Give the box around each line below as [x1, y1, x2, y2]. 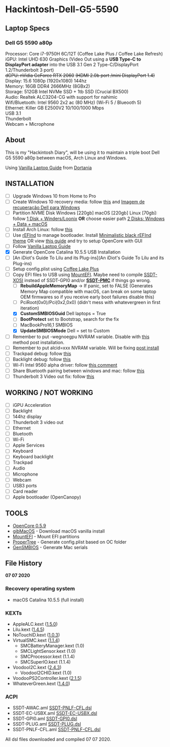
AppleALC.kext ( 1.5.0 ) [12, 621, 58, 627]
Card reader [12, 488, 38, 494]
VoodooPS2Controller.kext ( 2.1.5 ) [12, 675, 82, 681]
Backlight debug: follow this [12, 356, 71, 362]
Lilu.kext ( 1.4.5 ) [12, 626, 45, 632]
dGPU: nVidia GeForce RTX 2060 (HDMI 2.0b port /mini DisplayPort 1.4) [5, 72, 155, 78]
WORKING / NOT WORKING [5, 389, 93, 397]
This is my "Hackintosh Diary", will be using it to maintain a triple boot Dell [5, 149, 160, 155]
